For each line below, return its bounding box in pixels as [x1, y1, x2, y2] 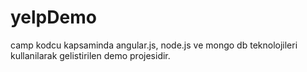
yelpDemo [10, 6, 97, 29]
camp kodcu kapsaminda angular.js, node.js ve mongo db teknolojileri [10, 39, 298, 51]
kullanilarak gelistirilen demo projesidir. [10, 49, 171, 61]
